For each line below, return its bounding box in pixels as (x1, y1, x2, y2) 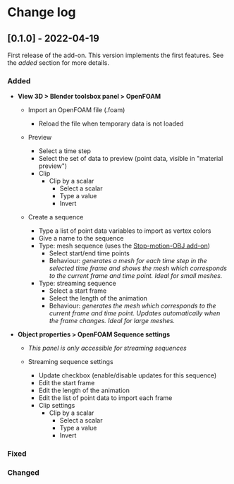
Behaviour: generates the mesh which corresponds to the (49, 301, 216, 310)
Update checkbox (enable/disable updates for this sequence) (38, 371, 217, 380)
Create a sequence (27, 213, 84, 222)
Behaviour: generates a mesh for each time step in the (49, 257, 208, 265)
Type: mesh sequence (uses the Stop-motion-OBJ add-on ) (38, 241, 210, 250)
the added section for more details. (7, 59, 110, 67)
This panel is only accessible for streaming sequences (27, 344, 187, 353)
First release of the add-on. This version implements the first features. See (7, 51, 224, 59)
